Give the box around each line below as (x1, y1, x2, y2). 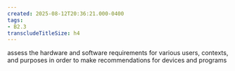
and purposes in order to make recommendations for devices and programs (7, 56, 227, 65)
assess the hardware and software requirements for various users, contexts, (7, 49, 229, 57)
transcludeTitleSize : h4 (7, 29, 80, 37)
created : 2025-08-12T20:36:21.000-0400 (7, 10, 125, 17)
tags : (7, 17, 23, 24)
